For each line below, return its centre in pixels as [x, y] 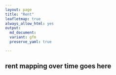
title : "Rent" [20, 14]
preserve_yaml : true [31, 42]
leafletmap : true [23, 19]
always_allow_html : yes [30, 23]
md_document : [23, 33]
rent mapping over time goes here [58, 66]
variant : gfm [23, 37]
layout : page [19, 10]
